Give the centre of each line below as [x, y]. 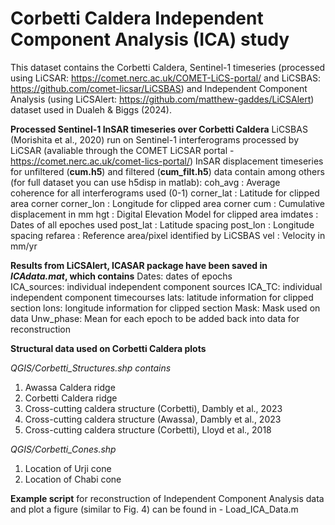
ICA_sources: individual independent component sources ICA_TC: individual [166, 286]
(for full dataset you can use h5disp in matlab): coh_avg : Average [145, 182]
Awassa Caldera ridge [70, 387]
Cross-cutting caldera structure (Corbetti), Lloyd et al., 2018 [148, 429]
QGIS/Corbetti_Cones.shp [63, 449]
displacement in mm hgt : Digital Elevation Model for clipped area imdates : [164, 214]
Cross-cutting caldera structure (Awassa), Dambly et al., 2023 [153, 419]
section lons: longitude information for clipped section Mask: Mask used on [165, 308]
